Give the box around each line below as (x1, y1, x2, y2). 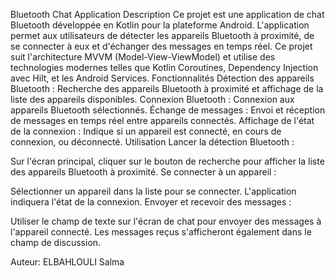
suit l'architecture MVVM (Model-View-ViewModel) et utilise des (10, 51, 276, 63)
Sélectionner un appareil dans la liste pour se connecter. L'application (10, 185, 297, 197)
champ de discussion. (10, 237, 102, 248)
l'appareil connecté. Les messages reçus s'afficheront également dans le (10, 226, 312, 238)
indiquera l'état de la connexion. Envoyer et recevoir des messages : (10, 196, 292, 208)
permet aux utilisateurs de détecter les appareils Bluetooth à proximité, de (10, 30, 315, 41)
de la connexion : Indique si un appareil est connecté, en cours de (10, 125, 282, 137)
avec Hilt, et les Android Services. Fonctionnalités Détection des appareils (10, 72, 315, 84)
